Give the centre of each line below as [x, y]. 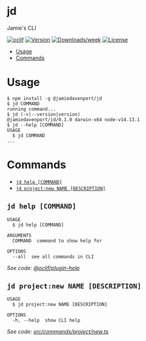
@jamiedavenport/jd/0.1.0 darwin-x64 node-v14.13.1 [73, 119]
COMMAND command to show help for [57, 240]
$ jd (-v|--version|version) [44, 114]
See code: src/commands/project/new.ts [58, 332]
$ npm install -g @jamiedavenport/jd [55, 98]
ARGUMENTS [19, 235]
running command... [32, 109]
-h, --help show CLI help [46, 320]
